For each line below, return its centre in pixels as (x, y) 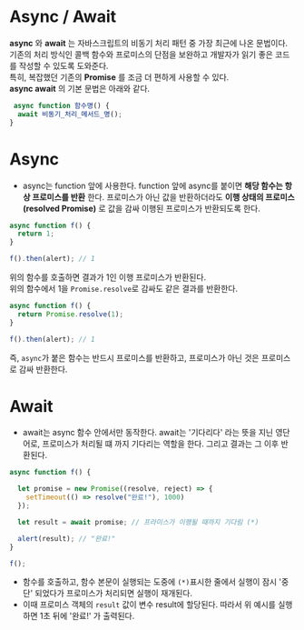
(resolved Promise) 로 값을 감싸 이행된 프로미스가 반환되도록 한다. (142, 208)
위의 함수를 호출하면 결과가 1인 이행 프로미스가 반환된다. (108, 277)
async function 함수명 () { (62, 105)
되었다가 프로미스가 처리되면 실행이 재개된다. (114, 594)
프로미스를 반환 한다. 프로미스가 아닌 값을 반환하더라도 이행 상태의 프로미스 (163, 196)
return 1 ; (36, 234)
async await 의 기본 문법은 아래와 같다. (80, 88)
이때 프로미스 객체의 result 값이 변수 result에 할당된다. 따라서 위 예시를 (149, 605)
